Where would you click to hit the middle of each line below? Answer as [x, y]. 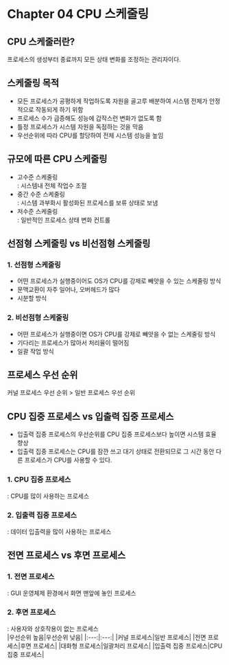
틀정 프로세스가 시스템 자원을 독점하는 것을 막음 [80, 126]
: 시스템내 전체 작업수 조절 [52, 185]
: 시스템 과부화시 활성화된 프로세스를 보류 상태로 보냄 [87, 203]
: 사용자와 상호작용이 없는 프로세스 [53, 629]
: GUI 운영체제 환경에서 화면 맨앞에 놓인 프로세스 [72, 593]
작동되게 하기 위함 [59, 109]
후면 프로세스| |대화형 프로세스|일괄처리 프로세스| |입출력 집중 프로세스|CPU [121, 646]
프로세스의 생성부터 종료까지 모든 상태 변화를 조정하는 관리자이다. [94, 59]
